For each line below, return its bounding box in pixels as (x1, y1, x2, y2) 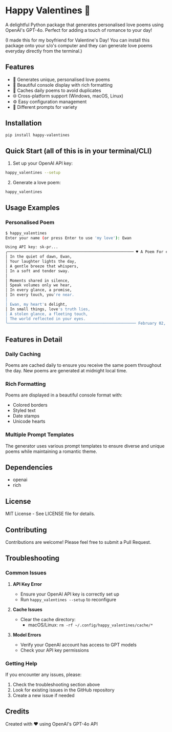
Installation (5, 119, 42, 128)
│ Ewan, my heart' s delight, (5, 302, 68, 307)
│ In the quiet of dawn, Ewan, (5, 254, 72, 260)
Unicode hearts (12, 418, 46, 425)
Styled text (12, 407, 36, 413)
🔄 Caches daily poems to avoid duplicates (12, 87, 101, 93)
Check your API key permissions (20, 647, 89, 653)
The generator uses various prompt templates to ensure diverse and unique (5, 443, 165, 449)
